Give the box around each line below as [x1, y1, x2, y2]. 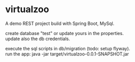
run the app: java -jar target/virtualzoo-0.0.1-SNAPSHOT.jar [5, 51, 129, 57]
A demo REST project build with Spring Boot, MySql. [5, 20, 115, 26]
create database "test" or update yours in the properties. [5, 30, 124, 36]
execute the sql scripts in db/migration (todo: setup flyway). [5, 45, 130, 51]
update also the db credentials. [5, 36, 70, 42]
